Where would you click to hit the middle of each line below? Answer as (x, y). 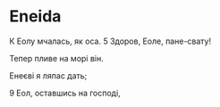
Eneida (35, 16)
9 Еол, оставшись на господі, (65, 93)
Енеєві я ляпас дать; (48, 75)
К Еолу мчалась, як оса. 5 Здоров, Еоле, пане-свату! (110, 41)
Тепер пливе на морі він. (57, 58)
